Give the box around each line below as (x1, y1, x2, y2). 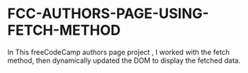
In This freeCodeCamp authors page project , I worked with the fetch (7, 47, 231, 57)
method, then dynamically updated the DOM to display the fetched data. (7, 56, 241, 65)
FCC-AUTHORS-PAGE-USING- (7, 5, 210, 23)
